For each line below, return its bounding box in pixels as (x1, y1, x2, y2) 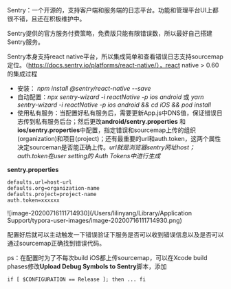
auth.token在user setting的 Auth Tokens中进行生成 (16, 152, 161, 160)
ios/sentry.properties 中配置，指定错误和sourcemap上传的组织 (16, 126, 196, 134)
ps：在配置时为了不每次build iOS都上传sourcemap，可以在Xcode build (7, 254, 208, 261)
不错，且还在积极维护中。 (12, 14, 86, 23)
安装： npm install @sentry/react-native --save (16, 85, 151, 92)
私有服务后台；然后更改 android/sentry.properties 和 (35, 118, 186, 125)
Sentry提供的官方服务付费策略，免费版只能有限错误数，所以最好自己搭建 (7, 30, 213, 37)
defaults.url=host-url (7, 179, 72, 186)
